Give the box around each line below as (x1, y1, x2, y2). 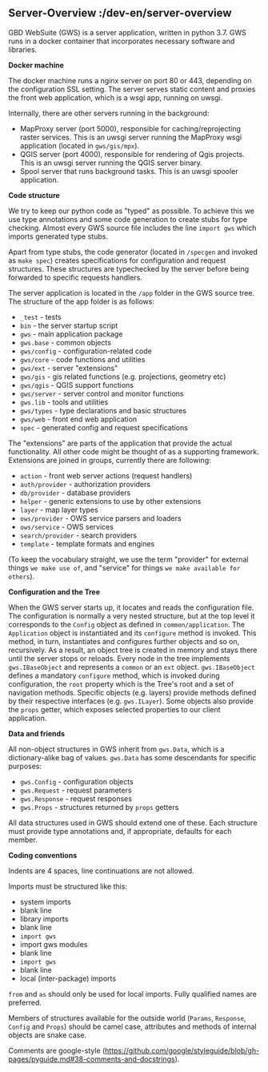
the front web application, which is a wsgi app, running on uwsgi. (8, 92, 223, 103)
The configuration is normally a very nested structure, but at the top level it (8, 611, 255, 620)
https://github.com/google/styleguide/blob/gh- (105, 1046, 260, 1055)
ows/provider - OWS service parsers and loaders (19, 513, 182, 523)
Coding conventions (8, 850, 78, 860)
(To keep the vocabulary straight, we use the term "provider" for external (8, 554, 249, 564)
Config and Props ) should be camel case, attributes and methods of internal (8, 1022, 258, 1031)
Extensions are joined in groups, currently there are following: (8, 455, 211, 465)
